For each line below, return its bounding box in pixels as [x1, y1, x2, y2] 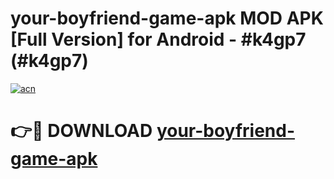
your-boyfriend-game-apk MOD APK [10, 7, 324, 30]
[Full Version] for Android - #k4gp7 [10, 28, 307, 51]
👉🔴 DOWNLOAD [10, 120, 153, 142]
